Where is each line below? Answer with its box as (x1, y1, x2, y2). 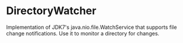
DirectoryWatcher (6, 4, 97, 18)
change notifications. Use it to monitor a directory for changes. (6, 29, 160, 37)
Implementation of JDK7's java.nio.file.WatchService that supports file (6, 24, 177, 31)
